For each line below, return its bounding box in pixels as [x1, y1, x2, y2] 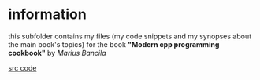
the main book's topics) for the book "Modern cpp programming [8, 39, 220, 49]
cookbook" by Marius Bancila [8, 48, 106, 57]
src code [8, 63, 37, 72]
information [8, 5, 87, 24]
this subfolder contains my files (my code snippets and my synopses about [8, 31, 252, 41]
